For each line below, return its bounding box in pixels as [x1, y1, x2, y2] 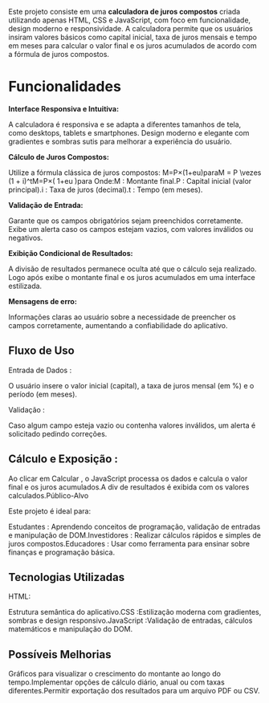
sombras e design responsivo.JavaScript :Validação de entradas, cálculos [8, 616, 253, 625]
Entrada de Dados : [8, 365, 72, 375]
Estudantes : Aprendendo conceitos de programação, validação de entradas [8, 522, 261, 531]
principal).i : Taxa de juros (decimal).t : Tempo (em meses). [8, 185, 203, 194]
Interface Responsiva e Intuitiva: [8, 104, 119, 113]
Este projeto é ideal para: [8, 506, 91, 516]
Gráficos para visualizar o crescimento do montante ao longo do [8, 669, 221, 679]
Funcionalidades [8, 78, 122, 95]
